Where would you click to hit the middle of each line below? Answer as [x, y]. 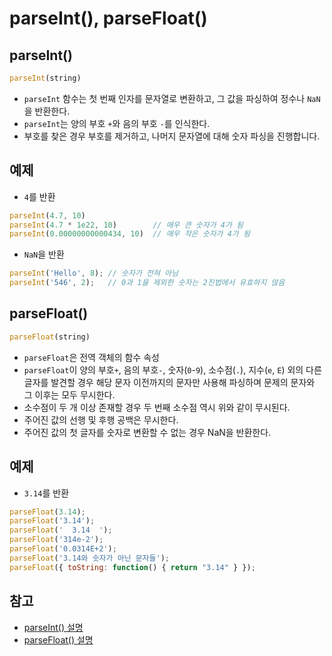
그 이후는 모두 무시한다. [69, 394]
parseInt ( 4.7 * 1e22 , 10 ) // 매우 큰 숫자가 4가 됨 [126, 225]
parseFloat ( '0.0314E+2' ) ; [63, 549]
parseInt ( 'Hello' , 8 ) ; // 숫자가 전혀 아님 [94, 273]
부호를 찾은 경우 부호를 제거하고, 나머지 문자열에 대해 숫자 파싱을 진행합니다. [172, 136]
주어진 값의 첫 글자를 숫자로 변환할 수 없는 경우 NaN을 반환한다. [147, 432]
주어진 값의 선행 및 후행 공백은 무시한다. [101, 419]
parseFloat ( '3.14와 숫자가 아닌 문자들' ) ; [89, 558]
